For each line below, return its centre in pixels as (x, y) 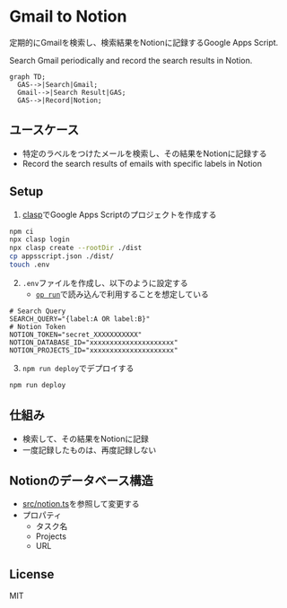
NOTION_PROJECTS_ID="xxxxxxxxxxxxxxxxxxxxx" (94, 350)
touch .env (30, 265)
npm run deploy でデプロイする (78, 368)
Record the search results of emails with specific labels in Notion (142, 163)
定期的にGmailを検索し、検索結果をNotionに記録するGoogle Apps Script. (144, 42)
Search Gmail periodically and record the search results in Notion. (131, 60)
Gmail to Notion (68, 17)
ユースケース (44, 130)
